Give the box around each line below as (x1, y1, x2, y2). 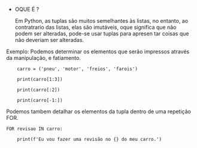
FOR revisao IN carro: (6, 126, 63, 132)
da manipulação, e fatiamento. (6, 55, 81, 61)
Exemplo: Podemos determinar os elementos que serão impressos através (6, 48, 190, 55)
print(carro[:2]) (17, 87, 60, 93)
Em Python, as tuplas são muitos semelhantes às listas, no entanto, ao (14, 17, 189, 24)
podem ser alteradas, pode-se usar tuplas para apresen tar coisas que (14, 30, 189, 37)
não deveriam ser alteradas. (14, 37, 84, 43)
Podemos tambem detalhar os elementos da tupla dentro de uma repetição (6, 108, 192, 115)
